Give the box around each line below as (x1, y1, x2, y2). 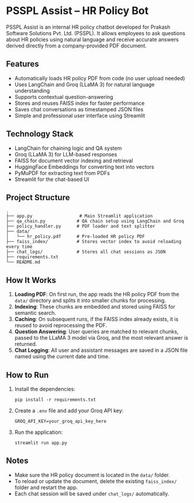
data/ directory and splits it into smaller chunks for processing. (14, 297, 167, 304)
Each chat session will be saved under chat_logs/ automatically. (14, 490, 169, 497)
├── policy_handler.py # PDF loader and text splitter (6, 224, 156, 230)
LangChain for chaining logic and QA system (14, 145, 122, 152)
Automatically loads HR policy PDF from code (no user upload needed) (14, 74, 185, 81)
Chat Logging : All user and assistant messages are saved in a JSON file (14, 347, 188, 354)
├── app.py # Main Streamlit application (6, 213, 153, 219)
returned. (14, 341, 37, 348)
